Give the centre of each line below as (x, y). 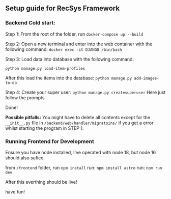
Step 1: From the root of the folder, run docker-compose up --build (74, 34)
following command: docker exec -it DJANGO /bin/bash (64, 49)
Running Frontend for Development (50, 141)
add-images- (147, 78)
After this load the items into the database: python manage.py (69, 78)
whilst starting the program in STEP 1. (45, 128)
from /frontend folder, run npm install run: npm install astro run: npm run (84, 167)
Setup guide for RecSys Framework (63, 8)
